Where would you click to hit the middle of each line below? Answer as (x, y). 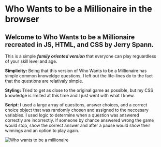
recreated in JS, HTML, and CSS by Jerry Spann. (80, 44)
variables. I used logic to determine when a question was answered (72, 115)
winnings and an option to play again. (42, 131)
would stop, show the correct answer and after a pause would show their (78, 125)
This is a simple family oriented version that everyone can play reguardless (80, 56)
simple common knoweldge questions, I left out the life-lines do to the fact (79, 76)
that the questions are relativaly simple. (44, 81)
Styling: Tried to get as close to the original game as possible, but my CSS (79, 90)
